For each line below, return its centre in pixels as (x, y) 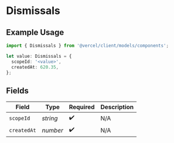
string (50, 118)
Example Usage (35, 32)
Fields (18, 91)
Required (82, 107)
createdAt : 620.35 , (35, 67)
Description (117, 107)
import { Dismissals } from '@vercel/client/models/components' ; (87, 46)
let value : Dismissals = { (39, 56)
